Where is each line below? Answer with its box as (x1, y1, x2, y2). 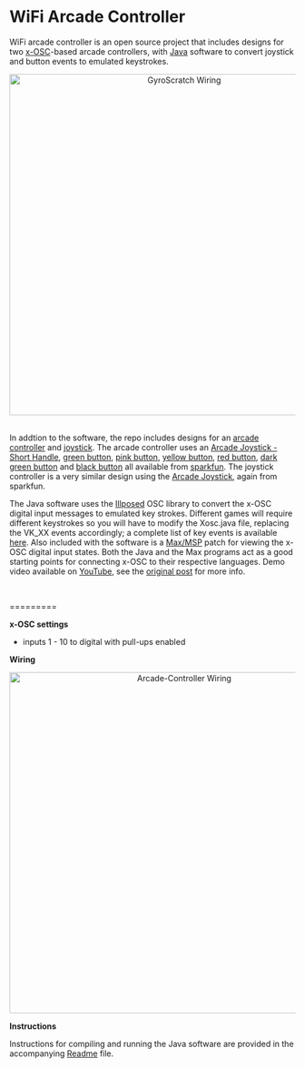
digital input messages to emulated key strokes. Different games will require (9, 508, 293, 519)
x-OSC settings (9, 619, 69, 630)
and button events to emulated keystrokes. (9, 55, 170, 66)
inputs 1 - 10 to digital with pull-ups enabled (22, 636, 186, 647)
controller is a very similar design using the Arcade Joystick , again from (9, 470, 278, 481)
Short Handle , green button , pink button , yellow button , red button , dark (9, 451, 278, 462)
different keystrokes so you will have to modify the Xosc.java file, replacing (9, 517, 290, 529)
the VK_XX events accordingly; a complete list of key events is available (9, 527, 278, 538)
